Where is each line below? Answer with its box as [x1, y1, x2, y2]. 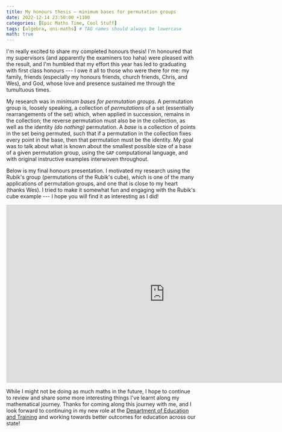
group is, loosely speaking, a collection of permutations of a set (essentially [6, 104, 194, 111]
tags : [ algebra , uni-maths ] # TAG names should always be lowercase [6, 25, 182, 32]
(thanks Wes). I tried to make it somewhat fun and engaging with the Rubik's [6, 186, 196, 193]
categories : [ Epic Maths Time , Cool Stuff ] [6, 20, 117, 26]
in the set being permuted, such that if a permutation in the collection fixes [6, 130, 192, 137]
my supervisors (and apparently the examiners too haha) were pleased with [6, 54, 194, 61]
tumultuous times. [6, 86, 51, 93]
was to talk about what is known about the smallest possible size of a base [6, 143, 192, 150]
